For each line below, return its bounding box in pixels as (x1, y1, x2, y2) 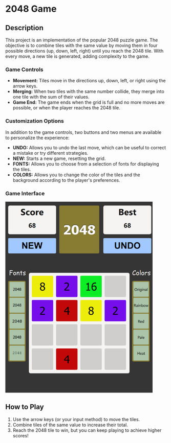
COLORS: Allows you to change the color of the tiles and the (12, 172, 141, 178)
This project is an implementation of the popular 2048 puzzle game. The (5, 37, 158, 43)
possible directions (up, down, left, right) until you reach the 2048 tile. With (5, 48, 164, 54)
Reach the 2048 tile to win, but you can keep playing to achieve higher (12, 427, 162, 433)
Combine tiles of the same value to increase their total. (12, 422, 128, 428)
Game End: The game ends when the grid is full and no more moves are (12, 99, 165, 105)
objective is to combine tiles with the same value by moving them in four (5, 42, 158, 49)
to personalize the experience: (5, 134, 70, 141)
